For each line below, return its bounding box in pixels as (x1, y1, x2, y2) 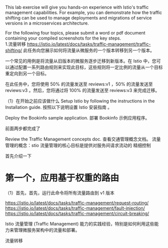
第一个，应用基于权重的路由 (5, 172, 119, 184)
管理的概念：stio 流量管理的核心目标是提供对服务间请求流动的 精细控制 (5, 142, 151, 148)
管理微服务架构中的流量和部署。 (13, 227, 80, 233)
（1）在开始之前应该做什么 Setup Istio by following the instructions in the (5, 98, 155, 104)
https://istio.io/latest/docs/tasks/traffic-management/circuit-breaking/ (5, 210, 149, 216)
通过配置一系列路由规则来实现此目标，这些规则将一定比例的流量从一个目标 (9, 64, 163, 70)
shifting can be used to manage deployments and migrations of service (5, 15, 152, 20)
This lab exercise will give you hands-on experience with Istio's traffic (5, 4, 149, 10)
